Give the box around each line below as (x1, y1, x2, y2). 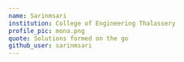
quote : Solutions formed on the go (8, 34, 129, 43)
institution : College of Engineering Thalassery (8, 19, 176, 27)
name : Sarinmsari (8, 11, 67, 20)
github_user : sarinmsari (8, 42, 92, 50)
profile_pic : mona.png (8, 27, 85, 35)
